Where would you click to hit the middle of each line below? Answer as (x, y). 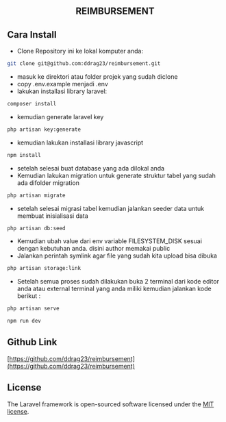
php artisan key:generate (44, 129)
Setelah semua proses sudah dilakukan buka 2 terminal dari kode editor (118, 282)
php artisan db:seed (37, 228)
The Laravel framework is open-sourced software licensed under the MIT (111, 404)
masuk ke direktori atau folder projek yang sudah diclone (97, 77)
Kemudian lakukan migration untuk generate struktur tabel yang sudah (116, 175)
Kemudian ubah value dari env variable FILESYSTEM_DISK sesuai (109, 241)
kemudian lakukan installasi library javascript (80, 142)
